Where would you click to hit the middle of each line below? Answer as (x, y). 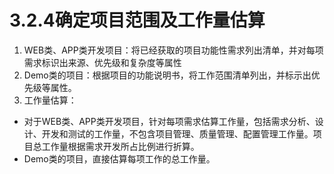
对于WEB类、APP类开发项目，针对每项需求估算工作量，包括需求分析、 (169, 121)
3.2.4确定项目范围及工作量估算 (137, 20)
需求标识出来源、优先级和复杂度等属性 (102, 62)
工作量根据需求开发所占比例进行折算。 (120, 146)
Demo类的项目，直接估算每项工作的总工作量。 (119, 158)
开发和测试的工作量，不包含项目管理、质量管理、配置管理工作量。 (177, 133)
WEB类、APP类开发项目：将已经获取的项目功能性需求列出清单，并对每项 (173, 50)
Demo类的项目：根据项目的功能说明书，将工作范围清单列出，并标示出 (167, 75)
